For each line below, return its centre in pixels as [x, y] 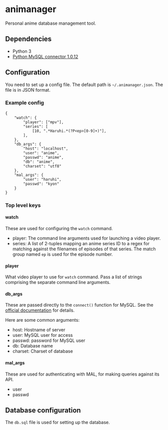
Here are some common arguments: [42, 320]
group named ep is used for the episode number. [62, 254]
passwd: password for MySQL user [49, 340]
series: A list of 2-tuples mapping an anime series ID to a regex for [81, 243]
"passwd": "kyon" [41, 184]
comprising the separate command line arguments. [58, 282]
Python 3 [22, 51]
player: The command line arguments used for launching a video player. [87, 238]
